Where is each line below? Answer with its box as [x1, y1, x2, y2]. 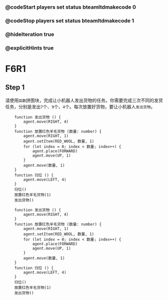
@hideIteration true [5, 30, 54, 37]
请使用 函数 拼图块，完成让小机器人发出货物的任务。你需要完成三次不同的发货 [5, 97, 163, 103]
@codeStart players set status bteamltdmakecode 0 [5, 4, 136, 11]
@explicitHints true [5, 44, 54, 51]
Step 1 [5, 83, 25, 92]
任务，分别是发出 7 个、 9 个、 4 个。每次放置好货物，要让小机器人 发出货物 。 [5, 103, 155, 109]
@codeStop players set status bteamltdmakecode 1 [5, 17, 135, 24]
